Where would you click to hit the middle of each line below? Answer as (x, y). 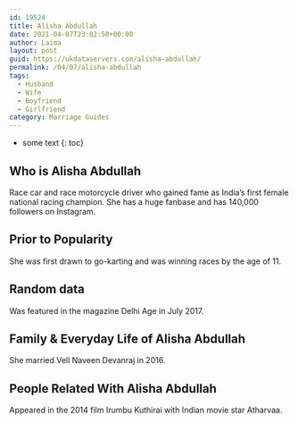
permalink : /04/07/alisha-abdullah (75, 68)
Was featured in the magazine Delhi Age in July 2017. (107, 310)
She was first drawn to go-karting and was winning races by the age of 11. (145, 261)
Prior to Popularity (61, 239)
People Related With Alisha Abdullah (113, 389)
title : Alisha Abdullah (54, 26)
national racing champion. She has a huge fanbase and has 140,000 (134, 201)
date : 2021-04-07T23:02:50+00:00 (71, 34)
